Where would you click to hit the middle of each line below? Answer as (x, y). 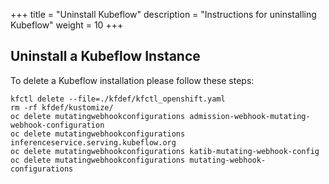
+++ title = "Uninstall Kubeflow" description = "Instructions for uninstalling (163, 14)
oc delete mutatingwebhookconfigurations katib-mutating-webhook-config (165, 151)
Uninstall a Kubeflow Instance (105, 56)
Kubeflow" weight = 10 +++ (67, 25)
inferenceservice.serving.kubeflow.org (93, 142)
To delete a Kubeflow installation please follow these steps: (132, 80)
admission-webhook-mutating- (250, 116)
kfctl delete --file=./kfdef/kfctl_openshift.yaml (118, 99)
